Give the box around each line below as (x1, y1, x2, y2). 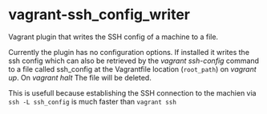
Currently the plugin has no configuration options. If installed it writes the (8, 47, 250, 57)
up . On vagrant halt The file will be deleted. (8, 73, 152, 82)
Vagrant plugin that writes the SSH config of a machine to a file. (8, 32, 219, 41)
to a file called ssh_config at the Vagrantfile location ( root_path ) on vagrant (8, 64, 257, 73)
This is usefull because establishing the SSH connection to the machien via (8, 88, 257, 97)
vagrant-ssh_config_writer (8, 6, 191, 24)
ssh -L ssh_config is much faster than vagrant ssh (8, 96, 176, 106)
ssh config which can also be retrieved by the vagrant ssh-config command (8, 56, 259, 65)
